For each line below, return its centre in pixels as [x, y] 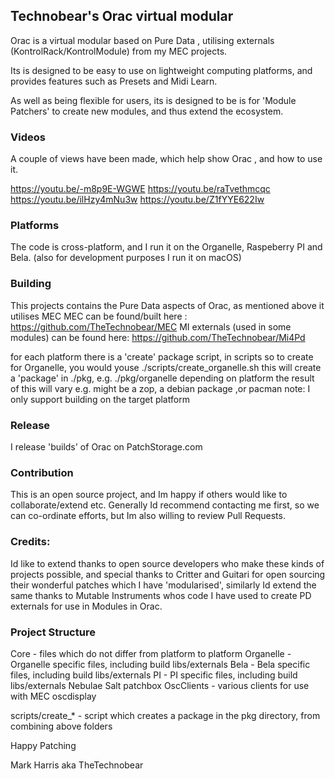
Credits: [30, 542]
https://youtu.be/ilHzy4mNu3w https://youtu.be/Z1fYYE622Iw [137, 200]
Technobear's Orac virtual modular [122, 16]
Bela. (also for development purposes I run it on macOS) [126, 258]
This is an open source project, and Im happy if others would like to [149, 495]
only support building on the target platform [100, 399]
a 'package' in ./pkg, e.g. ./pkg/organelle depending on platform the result [162, 378]
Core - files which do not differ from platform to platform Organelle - [151, 653]
